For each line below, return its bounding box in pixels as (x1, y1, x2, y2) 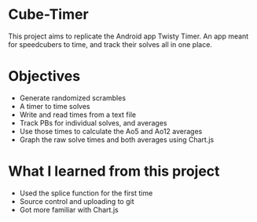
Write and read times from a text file (19, 110, 136, 119)
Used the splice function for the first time (19, 188, 153, 198)
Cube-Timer (8, 5, 89, 24)
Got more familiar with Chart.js (19, 205, 119, 214)
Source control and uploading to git (19, 196, 134, 206)
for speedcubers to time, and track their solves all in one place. (8, 39, 212, 49)
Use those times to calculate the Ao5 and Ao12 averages (19, 126, 203, 136)
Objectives (8, 67, 81, 86)
